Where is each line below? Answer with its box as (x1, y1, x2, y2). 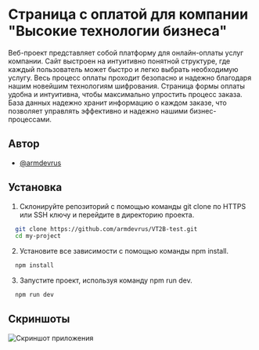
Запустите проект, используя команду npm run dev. (19, 276, 193, 285)
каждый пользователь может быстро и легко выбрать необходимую (8, 64, 239, 74)
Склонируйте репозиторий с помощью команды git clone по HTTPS (19, 201, 246, 211)
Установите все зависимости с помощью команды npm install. (19, 247, 229, 256)
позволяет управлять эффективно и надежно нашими (8, 106, 189, 115)
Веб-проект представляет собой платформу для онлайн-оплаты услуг (8, 48, 244, 57)
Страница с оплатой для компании (8, 5, 249, 23)
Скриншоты (8, 312, 70, 326)
